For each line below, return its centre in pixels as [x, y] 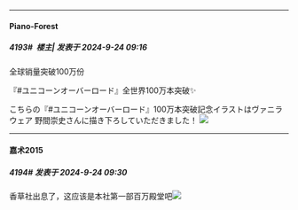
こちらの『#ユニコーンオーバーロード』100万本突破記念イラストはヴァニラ [146, 109]
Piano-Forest [34, 26]
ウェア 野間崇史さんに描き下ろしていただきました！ [103, 120]
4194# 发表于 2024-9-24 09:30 [68, 172]
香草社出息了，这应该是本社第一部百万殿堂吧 [91, 197]
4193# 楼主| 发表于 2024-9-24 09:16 [78, 47]
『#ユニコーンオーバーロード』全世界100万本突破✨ [103, 90]
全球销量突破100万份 [47, 71]
